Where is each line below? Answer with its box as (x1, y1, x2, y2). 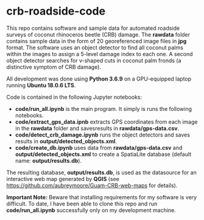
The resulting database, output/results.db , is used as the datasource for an (6, 169, 197, 176)
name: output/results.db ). (15, 157, 82, 164)
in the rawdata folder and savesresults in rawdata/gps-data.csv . (15, 124, 180, 132)
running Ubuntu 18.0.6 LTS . (6, 81, 76, 89)
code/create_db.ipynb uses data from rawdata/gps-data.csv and (15, 144, 183, 151)
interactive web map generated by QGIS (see (6, 175, 120, 182)
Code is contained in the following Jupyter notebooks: (6, 93, 142, 101)
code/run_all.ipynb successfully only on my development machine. (6, 206, 177, 214)
